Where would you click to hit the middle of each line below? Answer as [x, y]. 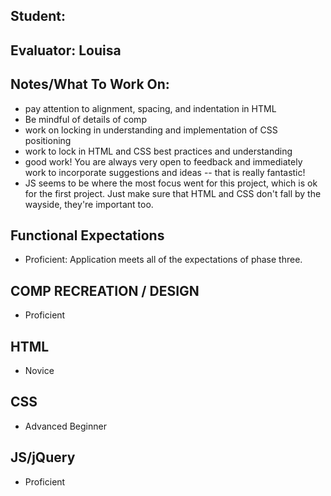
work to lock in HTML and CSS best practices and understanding [158, 151]
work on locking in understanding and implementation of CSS [151, 130]
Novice [39, 371]
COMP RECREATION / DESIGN [105, 290]
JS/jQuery [43, 457]
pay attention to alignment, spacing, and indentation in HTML [150, 108]
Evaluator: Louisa [66, 50]
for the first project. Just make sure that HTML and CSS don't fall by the [173, 193]
